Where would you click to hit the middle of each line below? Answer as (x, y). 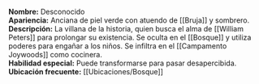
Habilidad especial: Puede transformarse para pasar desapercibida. (123, 63)
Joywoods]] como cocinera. (56, 55)
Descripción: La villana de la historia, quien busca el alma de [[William (126, 29)
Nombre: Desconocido (47, 12)
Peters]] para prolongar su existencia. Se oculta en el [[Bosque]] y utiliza (130, 37)
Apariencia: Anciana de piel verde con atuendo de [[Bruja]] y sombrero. (129, 20)
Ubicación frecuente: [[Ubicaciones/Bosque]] (86, 71)
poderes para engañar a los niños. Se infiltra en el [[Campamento (118, 46)
